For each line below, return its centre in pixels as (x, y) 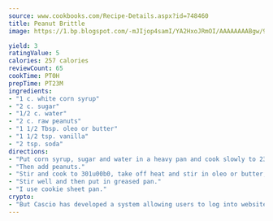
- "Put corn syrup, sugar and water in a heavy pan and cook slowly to (132, 159)
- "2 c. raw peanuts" (45, 121)
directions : (28, 151)
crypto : (22, 197)
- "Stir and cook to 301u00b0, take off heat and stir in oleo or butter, (138, 174)
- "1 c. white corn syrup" (54, 98)
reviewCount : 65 (36, 69)
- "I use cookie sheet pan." (58, 189)
